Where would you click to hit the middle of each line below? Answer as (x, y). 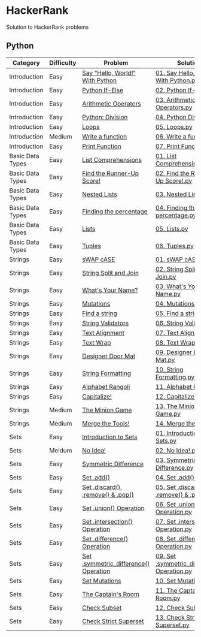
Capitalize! (97, 396)
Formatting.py (175, 377)
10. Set (166, 581)
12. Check (170, 608)
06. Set (166, 504)
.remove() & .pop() (108, 494)
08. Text (167, 342)
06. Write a (171, 137)
